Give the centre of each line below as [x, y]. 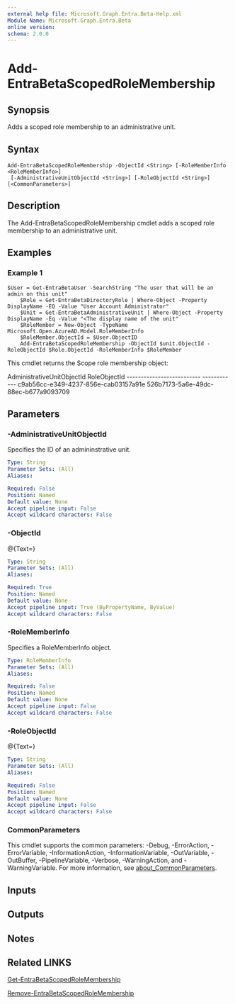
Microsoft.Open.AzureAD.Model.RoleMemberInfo [75, 331]
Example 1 [25, 273]
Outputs [26, 914]
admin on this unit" [38, 294]
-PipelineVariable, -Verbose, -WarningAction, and [110, 860]
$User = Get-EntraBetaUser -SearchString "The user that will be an [110, 288]
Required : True [30, 588]
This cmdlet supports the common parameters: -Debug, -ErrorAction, [109, 845]
